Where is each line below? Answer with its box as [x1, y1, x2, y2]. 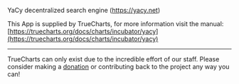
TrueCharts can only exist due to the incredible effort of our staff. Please [7, 55, 220, 63]
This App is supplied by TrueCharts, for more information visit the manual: [7, 20, 224, 28]
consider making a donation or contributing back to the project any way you [7, 63, 230, 71]
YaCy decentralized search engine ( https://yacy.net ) [7, 6, 161, 14]
